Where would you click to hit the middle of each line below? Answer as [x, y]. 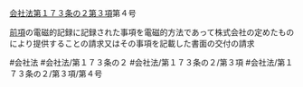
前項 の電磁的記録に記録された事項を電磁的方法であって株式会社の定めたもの [152, 32]
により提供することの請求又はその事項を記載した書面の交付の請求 [132, 43]
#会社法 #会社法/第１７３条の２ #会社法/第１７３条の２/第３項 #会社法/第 [147, 62]
